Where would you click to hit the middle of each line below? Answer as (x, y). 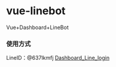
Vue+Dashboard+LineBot (37, 27)
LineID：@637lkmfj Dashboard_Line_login (58, 58)
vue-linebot (36, 11)
